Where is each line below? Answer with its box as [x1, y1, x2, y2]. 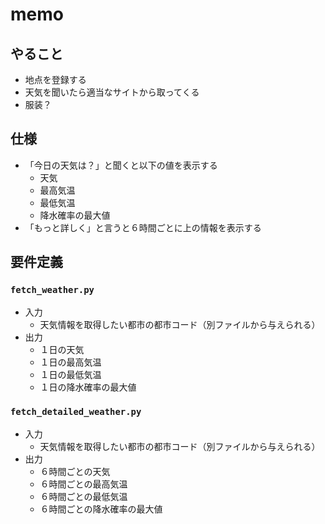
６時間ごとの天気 [39, 465, 111, 477]
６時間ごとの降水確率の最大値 [39, 503, 163, 515]
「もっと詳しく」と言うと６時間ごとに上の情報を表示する [24, 221, 262, 233]
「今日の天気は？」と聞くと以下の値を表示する [24, 159, 218, 171]
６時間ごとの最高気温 [39, 478, 128, 490]
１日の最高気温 [39, 356, 102, 368]
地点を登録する [24, 74, 87, 85]
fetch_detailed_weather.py [10, 406, 142, 418]
